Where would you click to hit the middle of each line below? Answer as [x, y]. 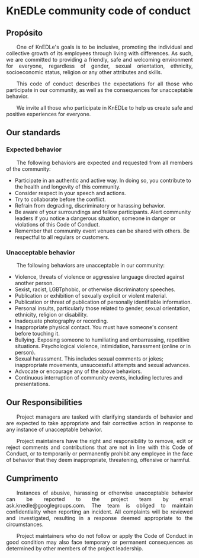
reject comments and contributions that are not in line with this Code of [99, 447]
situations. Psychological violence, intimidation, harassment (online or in [103, 346]
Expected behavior [34, 149]
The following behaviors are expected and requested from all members [105, 162]
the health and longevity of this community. [68, 186]
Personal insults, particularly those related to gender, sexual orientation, [102, 308]
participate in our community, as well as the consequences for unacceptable [99, 90]
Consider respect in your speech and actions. [70, 193]
